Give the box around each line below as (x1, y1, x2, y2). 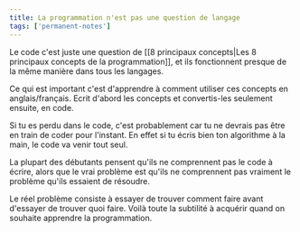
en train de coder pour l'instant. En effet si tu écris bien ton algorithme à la (9, 129, 286, 140)
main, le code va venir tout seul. (9, 139, 128, 150)
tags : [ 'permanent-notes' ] (9, 22, 111, 31)
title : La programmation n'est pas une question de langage (9, 13, 241, 23)
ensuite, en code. (9, 102, 74, 113)
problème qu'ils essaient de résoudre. (9, 175, 151, 186)
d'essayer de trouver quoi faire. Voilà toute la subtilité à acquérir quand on (9, 202, 286, 213)
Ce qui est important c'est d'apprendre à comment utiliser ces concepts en (9, 83, 289, 94)
